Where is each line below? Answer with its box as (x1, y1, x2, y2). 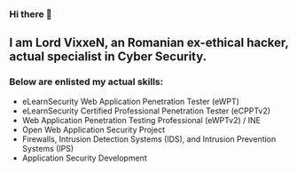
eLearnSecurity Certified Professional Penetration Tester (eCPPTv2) (21, 106, 271, 116)
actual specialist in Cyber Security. (9, 49, 207, 65)
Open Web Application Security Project (21, 124, 166, 135)
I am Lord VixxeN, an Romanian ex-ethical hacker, (9, 35, 289, 51)
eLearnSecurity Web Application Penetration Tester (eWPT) (21, 96, 239, 106)
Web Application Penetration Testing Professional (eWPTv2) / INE (21, 114, 262, 125)
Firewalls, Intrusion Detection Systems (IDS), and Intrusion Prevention (21, 133, 277, 145)
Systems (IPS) (21, 143, 74, 153)
